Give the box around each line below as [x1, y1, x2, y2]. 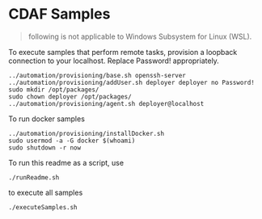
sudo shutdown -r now [8, 143, 82, 152]
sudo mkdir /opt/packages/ [8, 86, 99, 94]
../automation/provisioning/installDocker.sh [8, 129, 164, 137]
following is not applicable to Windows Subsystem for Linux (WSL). [27, 32, 252, 41]
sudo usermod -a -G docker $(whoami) [8, 137, 136, 145]
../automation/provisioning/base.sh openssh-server [8, 71, 186, 79]
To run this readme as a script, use [8, 158, 124, 167]
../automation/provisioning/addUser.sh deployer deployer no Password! [8, 78, 255, 86]
